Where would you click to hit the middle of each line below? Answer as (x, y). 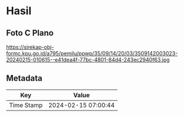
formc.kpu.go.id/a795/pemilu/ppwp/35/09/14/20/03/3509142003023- (92, 53)
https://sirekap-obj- (30, 47)
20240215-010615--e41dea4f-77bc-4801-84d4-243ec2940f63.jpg (88, 60)
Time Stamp (26, 105)
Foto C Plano (30, 33)
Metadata (24, 78)
